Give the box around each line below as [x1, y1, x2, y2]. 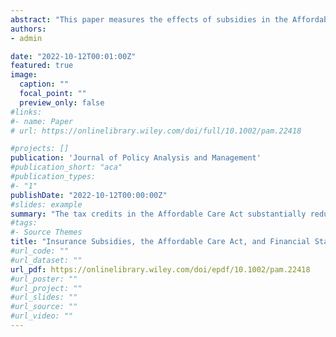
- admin [10, 33, 43, 43]
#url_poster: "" [10, 274, 78, 284]
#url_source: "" [10, 302, 78, 312]
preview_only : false [19, 97, 105, 108]
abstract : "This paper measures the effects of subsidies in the [10, 14, 288, 25]
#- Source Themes [10, 227, 83, 238]
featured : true [10, 61, 74, 71]
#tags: [10, 218, 38, 228]
